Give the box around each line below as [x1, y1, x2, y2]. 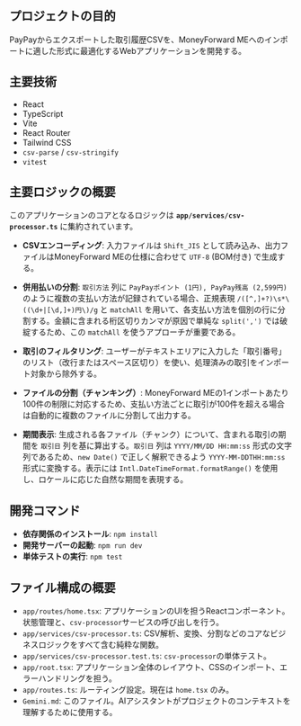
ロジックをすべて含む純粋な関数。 [38, 640, 164, 650]
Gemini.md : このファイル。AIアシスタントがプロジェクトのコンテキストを [22, 695, 291, 706]
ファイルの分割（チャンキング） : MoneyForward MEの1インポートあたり [22, 388, 289, 399]
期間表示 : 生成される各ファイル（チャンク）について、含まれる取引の [22, 429, 279, 440]
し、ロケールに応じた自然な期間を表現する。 [22, 474, 189, 485]
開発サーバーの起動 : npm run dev [22, 540, 143, 551]
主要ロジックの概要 [9, 184, 116, 200]
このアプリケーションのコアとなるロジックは [9, 210, 175, 220]
